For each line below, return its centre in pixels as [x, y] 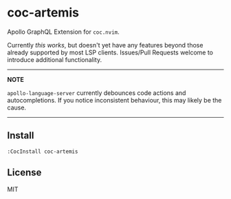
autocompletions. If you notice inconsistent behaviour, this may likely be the [114, 100]
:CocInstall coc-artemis [43, 151]
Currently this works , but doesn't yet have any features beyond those [105, 45]
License [24, 172]
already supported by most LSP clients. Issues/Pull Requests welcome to [110, 52]
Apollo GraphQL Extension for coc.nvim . [64, 32]
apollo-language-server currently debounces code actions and [97, 93]
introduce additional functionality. [54, 59]
